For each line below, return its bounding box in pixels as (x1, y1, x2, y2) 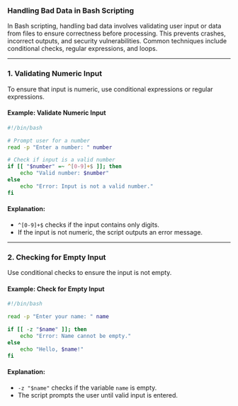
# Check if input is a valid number (7, 157, 115, 164)
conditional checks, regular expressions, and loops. (7, 45, 158, 53)
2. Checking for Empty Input (7, 252, 106, 262)
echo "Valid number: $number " (20, 169, 110, 177)
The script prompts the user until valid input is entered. (17, 390, 178, 399)
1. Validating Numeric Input (7, 69, 103, 79)
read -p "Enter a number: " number (7, 144, 113, 151)
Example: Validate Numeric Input (7, 108, 106, 117)
